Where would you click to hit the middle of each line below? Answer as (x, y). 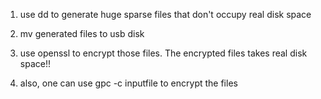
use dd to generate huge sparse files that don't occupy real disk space (165, 14)
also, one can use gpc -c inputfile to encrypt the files (128, 83)
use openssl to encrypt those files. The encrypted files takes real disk (163, 53)
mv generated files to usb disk (82, 33)
